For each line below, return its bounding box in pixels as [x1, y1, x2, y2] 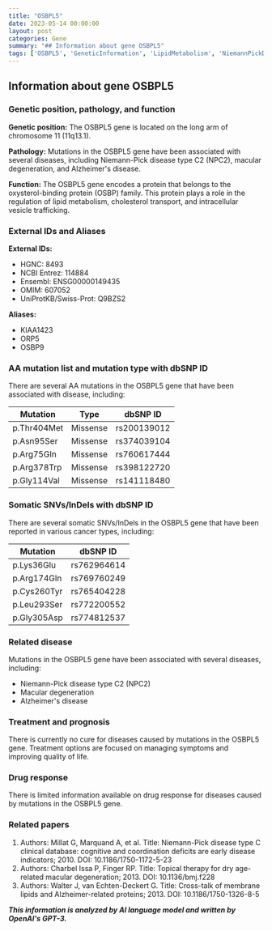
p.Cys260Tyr [12, 585, 63, 597]
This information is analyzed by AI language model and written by [8, 904, 236, 915]
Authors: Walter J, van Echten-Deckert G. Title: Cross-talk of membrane [19, 880, 261, 891]
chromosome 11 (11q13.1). [8, 130, 91, 140]
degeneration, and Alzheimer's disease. [8, 164, 142, 173]
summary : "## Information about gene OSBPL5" [8, 42, 164, 50]
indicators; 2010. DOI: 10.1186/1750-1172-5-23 [19, 855, 172, 865]
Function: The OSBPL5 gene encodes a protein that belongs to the [8, 179, 232, 189]
